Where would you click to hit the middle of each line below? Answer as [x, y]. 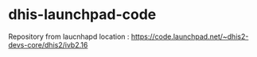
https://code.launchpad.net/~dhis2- [190, 36]
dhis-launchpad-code [82, 15]
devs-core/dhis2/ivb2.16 [48, 44]
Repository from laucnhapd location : [69, 36]
